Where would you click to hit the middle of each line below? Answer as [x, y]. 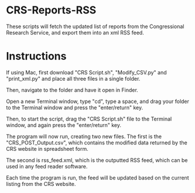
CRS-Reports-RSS [51, 10]
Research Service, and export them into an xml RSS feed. [75, 32]
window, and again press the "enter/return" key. [64, 125]
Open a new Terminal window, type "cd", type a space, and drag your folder [97, 101]
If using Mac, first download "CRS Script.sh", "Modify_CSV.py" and [86, 72]
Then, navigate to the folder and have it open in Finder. [72, 90]
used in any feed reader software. [47, 166]
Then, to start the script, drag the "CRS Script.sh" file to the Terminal [89, 119]
